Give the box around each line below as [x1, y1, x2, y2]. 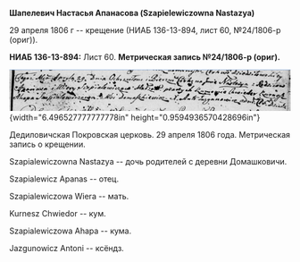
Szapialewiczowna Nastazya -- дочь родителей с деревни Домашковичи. [9, 156, 287, 167]
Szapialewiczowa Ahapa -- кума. [9, 225, 132, 236]
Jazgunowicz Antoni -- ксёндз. [9, 243, 125, 254]
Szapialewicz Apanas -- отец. [9, 173, 119, 184]
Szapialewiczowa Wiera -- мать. [9, 191, 129, 202]
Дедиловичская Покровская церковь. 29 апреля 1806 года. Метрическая [9, 130, 291, 140]
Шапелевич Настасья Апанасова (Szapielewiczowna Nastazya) [9, 8, 255, 18]
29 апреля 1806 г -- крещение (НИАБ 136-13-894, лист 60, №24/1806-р [9, 25, 281, 35]
